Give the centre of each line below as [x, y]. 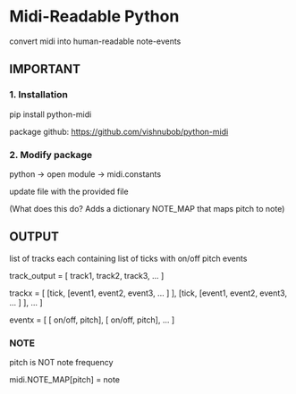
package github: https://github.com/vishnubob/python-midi [119, 131]
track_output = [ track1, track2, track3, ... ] [87, 275]
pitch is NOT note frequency [61, 363]
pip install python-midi [51, 114]
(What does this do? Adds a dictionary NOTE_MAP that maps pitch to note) [147, 208]
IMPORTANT [45, 69]
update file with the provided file [69, 191]
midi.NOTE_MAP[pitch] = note [65, 380]
